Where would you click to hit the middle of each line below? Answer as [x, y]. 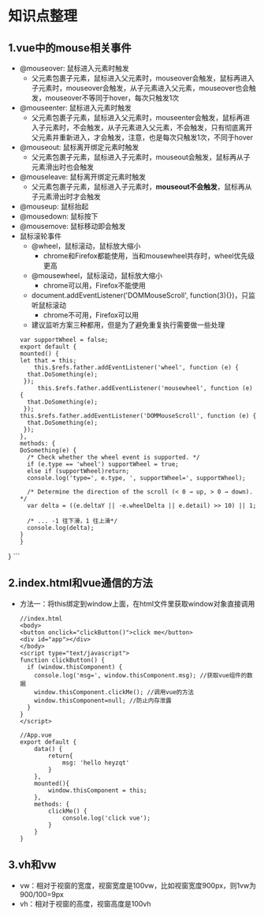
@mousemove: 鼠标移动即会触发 [73, 226]
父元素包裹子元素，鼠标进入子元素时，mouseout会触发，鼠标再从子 [141, 157]
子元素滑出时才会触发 [66, 197]
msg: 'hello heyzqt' [96, 763]
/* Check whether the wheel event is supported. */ [113, 457]
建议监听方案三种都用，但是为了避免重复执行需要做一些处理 [128, 325]
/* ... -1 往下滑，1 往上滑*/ [73, 521]
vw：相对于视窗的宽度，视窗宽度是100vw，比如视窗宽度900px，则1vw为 [138, 885]
